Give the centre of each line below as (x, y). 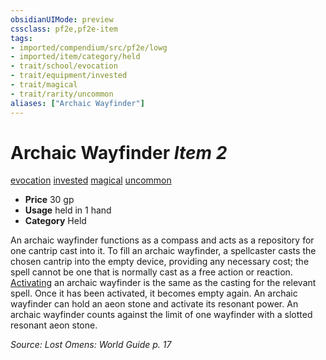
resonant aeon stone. (54, 325)
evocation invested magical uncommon (91, 180)
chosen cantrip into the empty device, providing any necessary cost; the (160, 262)
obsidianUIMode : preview (62, 19)
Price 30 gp (49, 200)
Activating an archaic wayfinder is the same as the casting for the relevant (163, 283)
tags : (21, 38)
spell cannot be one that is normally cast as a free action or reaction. (151, 272)
